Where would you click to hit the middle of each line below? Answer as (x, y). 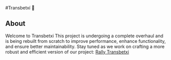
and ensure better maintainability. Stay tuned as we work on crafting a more (85, 46)
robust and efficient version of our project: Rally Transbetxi (67, 52)
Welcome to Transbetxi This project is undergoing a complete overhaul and (84, 36)
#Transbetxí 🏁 (20, 8)
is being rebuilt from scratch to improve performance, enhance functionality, (86, 41)
